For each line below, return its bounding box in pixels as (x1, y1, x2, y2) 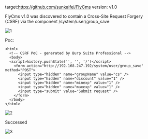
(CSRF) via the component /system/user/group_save (5, 19, 110, 24)
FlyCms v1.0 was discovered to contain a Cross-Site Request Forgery (5, 14, 143, 19)
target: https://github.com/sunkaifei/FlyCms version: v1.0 (5, 4, 118, 10)
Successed (5, 119, 28, 125)
